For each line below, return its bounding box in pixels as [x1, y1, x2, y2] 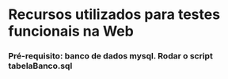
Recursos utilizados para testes [8, 6, 220, 24]
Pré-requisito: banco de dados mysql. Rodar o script [8, 51, 214, 62]
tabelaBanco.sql [8, 61, 73, 72]
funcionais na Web [8, 22, 135, 40]
